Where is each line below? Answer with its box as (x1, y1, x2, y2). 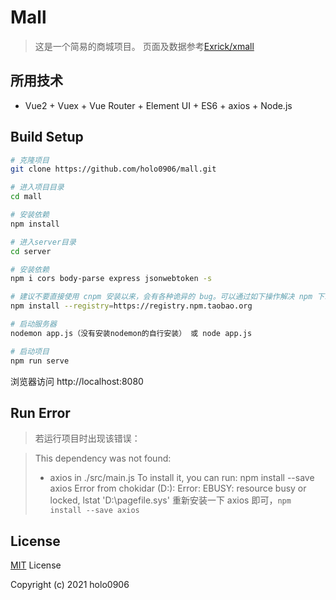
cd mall (10, 192, 43, 202)
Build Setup (10, 129, 84, 146)
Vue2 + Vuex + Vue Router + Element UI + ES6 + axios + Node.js (24, 99, 293, 111)
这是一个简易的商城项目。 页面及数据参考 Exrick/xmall (34, 40, 255, 52)
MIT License (10, 559, 62, 571)
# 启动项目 (10, 346, 50, 356)
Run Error (10, 404, 71, 421)
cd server (10, 246, 52, 256)
